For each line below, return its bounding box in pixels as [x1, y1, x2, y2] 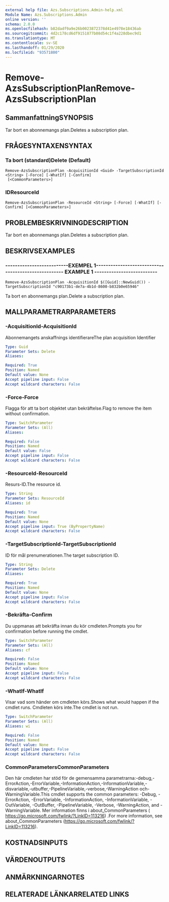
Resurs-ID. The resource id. [5, 481, 62, 487]
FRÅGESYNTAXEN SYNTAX [5, 141, 93, 150]
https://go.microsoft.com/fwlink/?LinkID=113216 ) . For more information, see [5, 813, 163, 819]
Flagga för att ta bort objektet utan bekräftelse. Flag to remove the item [5, 405, 152, 411]
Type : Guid [5, 344, 28, 349]
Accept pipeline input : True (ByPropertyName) [5, 524, 105, 529]
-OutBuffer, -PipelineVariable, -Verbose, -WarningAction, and [32, 802, 159, 808]
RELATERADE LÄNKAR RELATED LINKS [5, 890, 130, 899]
